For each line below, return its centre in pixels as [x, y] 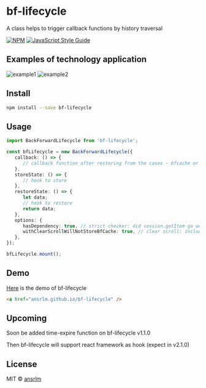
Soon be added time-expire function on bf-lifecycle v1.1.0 [78, 333]
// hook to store [45, 180]
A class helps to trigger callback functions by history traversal [85, 28]
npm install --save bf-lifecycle [49, 108]
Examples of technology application [77, 59]
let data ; [35, 197]
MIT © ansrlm [24, 379]
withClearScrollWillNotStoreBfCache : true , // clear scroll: [102, 232]
